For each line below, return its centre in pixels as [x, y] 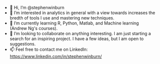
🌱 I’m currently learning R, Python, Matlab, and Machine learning [74, 23]
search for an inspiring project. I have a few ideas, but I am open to [77, 39]
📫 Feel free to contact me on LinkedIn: [49, 49]
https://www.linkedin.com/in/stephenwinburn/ [56, 56]
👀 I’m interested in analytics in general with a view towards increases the [82, 13]
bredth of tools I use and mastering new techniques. [62, 18]
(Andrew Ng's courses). [34, 28]
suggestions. [23, 44]
